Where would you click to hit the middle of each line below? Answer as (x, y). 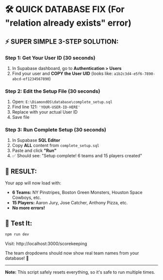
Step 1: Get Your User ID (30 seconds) (50, 58)
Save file (21, 117)
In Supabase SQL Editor (36, 140)
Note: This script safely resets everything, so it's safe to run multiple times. (80, 272)
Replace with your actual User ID (45, 112)
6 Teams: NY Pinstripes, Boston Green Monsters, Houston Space (77, 193)
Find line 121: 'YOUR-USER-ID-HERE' (46, 107)
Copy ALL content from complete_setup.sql (56, 146)
